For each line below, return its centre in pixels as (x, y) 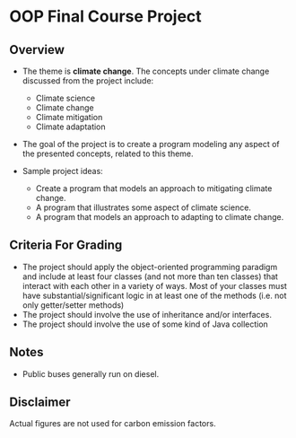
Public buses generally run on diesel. (91, 373)
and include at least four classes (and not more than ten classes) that (150, 276)
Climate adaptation (70, 127)
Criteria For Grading (66, 245)
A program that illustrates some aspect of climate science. (143, 207)
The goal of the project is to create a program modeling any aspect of (151, 144)
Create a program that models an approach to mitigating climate (154, 188)
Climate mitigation (69, 117)
